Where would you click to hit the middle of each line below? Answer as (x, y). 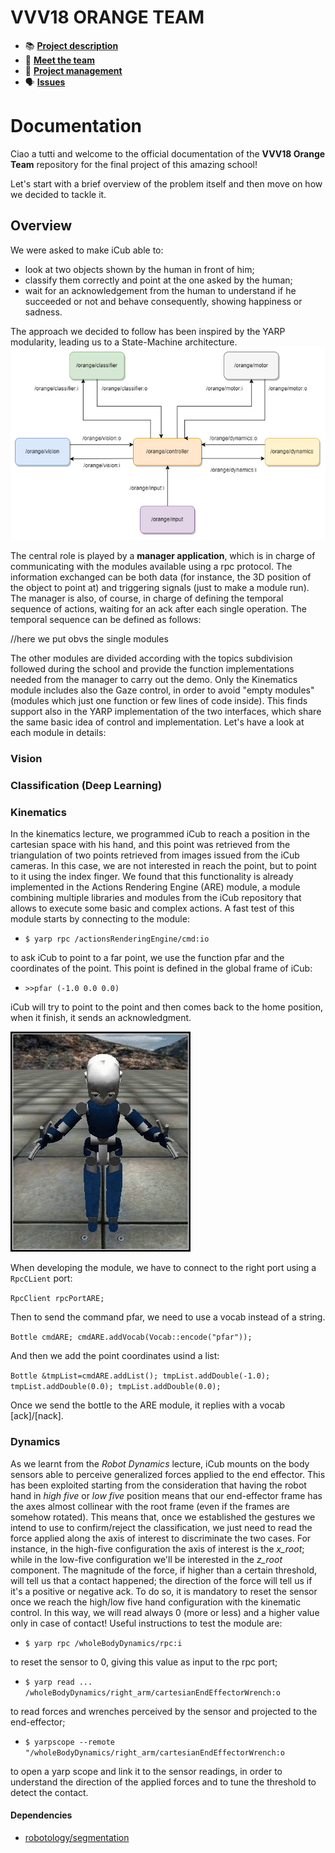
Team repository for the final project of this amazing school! (134, 164)
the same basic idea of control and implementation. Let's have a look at (157, 722)
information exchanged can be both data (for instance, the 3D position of (161, 577)
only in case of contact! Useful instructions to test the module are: (146, 1623)
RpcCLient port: (41, 1278)
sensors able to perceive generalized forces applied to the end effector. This (168, 1474)
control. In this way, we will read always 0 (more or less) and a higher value (165, 1612)
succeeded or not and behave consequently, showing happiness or (163, 301)
